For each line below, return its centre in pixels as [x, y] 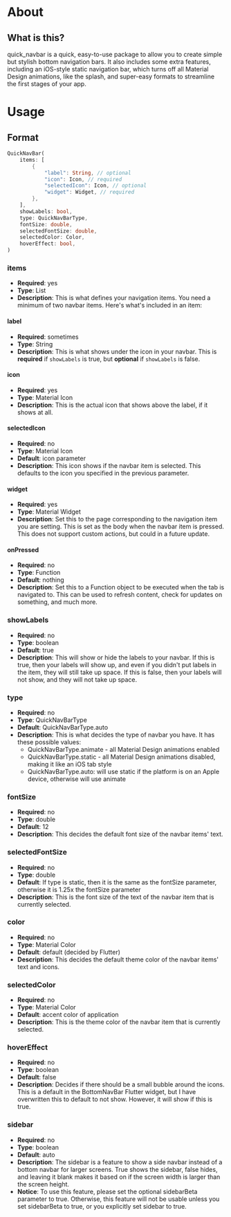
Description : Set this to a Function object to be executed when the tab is [121, 587]
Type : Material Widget [49, 512]
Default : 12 [33, 827]
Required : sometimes [48, 337]
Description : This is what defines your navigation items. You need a [114, 298]
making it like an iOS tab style [70, 764]
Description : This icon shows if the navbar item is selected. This [109, 465]
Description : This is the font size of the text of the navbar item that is [115, 897]
